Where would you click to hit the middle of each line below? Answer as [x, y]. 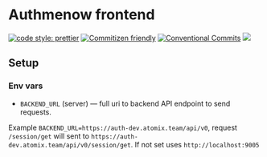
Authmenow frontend [82, 15]
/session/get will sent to [49, 136]
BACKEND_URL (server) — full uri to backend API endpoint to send [125, 103]
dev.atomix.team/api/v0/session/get [70, 145]
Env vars [26, 86]
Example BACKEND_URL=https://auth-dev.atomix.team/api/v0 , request [123, 127]
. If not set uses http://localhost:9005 [195, 144]
